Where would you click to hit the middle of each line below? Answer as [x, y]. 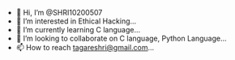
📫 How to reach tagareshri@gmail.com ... [85, 47]
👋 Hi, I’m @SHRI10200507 [59, 13]
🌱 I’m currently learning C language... [78, 30]
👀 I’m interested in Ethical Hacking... [76, 21]
